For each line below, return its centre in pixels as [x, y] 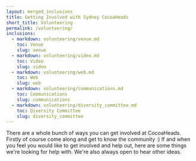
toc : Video [30, 61]
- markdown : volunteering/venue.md [56, 39]
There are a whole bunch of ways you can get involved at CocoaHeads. [94, 133]
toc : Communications [42, 94]
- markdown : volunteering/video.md [56, 56]
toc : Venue [30, 45]
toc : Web [28, 78]
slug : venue [31, 50]
